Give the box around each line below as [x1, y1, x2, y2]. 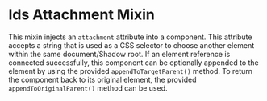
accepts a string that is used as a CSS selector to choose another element [8, 40, 255, 50]
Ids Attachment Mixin [8, 6, 155, 24]
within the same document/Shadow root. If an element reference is [8, 49, 231, 59]
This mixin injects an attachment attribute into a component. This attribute [8, 32, 252, 42]
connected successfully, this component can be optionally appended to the [8, 58, 260, 67]
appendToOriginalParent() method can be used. [8, 83, 168, 93]
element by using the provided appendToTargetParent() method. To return [8, 66, 252, 75]
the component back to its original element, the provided [8, 75, 197, 84]
